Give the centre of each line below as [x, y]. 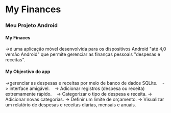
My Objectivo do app [28, 71]
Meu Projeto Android [31, 26]
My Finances [33, 9]
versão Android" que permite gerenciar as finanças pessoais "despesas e [83, 54]
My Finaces [18, 37]
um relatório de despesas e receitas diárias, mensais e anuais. [71, 105]
